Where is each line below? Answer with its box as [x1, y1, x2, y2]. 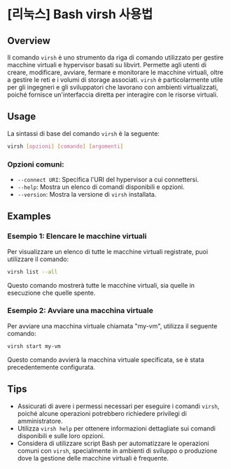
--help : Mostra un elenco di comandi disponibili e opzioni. [17, 183, 185, 191]
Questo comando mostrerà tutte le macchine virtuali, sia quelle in [7, 281, 195, 289]
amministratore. [17, 416, 63, 425]
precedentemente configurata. [7, 363, 96, 371]
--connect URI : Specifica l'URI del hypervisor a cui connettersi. [17, 175, 199, 183]
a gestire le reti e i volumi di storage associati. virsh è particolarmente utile [7, 76, 223, 84]
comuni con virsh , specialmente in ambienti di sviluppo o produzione [17, 446, 218, 455]
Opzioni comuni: [7, 159, 64, 169]
